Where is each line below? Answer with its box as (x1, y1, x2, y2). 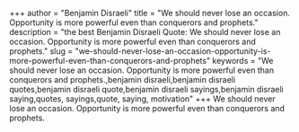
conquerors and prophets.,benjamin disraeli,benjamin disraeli (9, 75, 236, 84)
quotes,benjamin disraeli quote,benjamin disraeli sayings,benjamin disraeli (9, 84, 285, 94)
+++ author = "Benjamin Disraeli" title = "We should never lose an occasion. (9, 8, 290, 18)
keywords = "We (212, 56, 274, 66)
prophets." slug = (9, 46, 74, 57)
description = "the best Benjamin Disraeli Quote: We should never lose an (9, 27, 281, 37)
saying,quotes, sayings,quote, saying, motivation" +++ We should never (9, 93, 276, 104)
